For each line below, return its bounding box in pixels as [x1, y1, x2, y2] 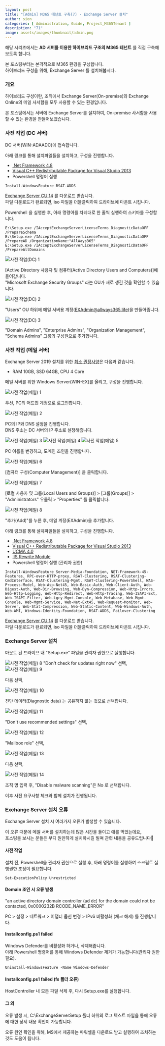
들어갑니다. [5, 273, 27, 279]
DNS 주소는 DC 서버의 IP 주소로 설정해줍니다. [5, 427, 93, 433]
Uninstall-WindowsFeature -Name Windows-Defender [5, 965, 109, 970]
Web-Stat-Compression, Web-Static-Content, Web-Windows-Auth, [23, 604, 153, 609]
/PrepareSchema [5, 230, 36, 235]
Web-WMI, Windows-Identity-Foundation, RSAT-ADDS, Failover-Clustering [5, 608, 155, 613]
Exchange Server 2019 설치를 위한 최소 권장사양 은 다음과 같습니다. [5, 359, 135, 365]
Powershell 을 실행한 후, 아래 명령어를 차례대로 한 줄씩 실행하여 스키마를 [5, 209, 144, 215]
